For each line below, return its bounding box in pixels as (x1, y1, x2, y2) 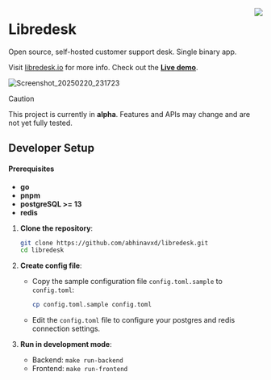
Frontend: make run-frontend (31, 364, 128, 374)
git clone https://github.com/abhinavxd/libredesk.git (19, 239, 209, 247)
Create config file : (19, 261, 82, 270)
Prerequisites (8, 164, 55, 173)
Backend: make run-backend (31, 355, 123, 365)
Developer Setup (8, 141, 95, 155)
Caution (8, 94, 35, 103)
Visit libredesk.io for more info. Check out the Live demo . (8, 62, 198, 72)
